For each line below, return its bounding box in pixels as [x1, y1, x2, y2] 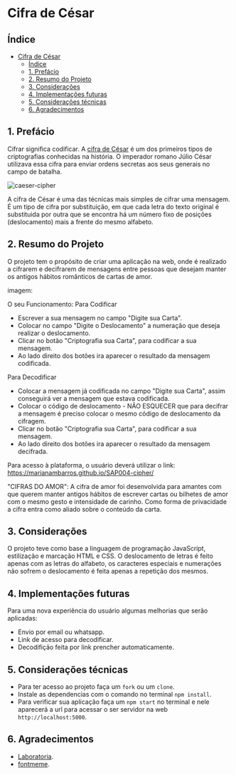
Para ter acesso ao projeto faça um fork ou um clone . [17, 682, 175, 691]
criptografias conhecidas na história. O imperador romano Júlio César [7, 152, 212, 161]
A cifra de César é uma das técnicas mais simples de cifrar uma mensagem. [7, 194, 230, 204]
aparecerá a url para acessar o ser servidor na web [17, 705, 168, 714]
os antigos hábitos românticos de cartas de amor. [7, 272, 153, 280]
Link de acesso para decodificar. [17, 636, 114, 644]
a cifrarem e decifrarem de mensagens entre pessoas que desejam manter [7, 265, 227, 273]
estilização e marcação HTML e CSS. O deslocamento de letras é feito [7, 552, 213, 560]
